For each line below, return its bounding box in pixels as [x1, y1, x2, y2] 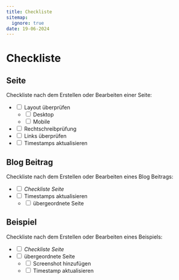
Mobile [32, 118, 50, 125]
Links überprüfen [23, 132, 67, 140]
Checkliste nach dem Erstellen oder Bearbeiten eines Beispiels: [6, 233, 163, 240]
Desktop [32, 111, 54, 118]
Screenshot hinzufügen [32, 260, 91, 267]
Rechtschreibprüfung [23, 125, 77, 132]
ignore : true [11, 20, 44, 26]
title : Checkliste [6, 8, 52, 15]
